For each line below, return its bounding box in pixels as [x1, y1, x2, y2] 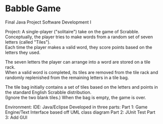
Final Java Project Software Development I [5, 19, 92, 25]
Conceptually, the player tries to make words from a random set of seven [5, 34, 153, 40]
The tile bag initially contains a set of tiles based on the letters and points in [5, 84, 159, 90]
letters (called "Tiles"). [5, 39, 51, 45]
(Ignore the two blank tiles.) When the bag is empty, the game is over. [5, 94, 146, 100]
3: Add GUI [5, 114, 28, 120]
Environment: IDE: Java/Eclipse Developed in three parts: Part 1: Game [5, 104, 148, 110]
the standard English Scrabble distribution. [5, 89, 92, 95]
